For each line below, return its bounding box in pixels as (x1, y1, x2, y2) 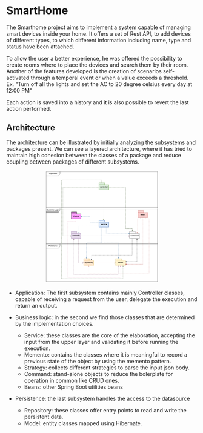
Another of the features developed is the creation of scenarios (6, 67, 162, 74)
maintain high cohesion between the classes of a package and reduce (6, 151, 182, 159)
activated (6, 74, 30, 81)
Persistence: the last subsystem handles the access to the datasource (15, 395, 190, 403)
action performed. (6, 105, 52, 112)
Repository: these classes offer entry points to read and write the (24, 407, 187, 414)
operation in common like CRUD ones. (24, 377, 119, 385)
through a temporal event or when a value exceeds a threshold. (30, 74, 189, 81)
